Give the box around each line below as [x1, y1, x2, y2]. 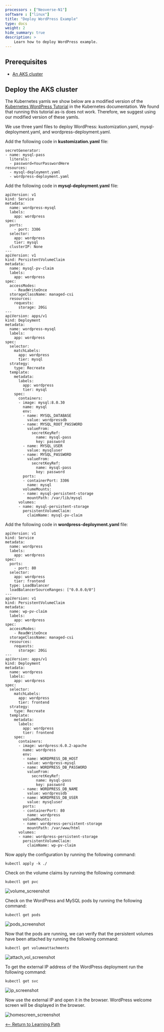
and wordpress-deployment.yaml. [42, 129, 111, 135]
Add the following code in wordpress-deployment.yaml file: [5, 522, 128, 528]
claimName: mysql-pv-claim [27, 513, 83, 518]
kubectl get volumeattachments [5, 946, 69, 951]
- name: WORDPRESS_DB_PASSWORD [23, 765, 87, 770]
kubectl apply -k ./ [5, 861, 48, 866]
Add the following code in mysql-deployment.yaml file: [5, 183, 119, 189]
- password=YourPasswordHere [9, 161, 69, 166]
